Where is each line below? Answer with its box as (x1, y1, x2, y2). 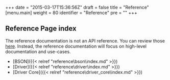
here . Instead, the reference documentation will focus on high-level (5, 43, 147, 49)
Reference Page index (5, 24, 77, 33)
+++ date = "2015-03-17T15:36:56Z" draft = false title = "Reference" (5, 5, 149, 10)
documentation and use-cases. (5, 48, 71, 55)
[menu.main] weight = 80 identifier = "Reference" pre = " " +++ (5, 10, 138, 16)
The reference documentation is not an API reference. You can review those (5, 37, 165, 44)
